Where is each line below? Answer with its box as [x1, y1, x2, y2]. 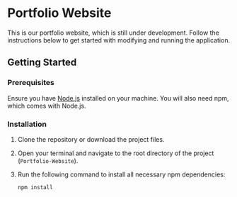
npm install [17, 184, 53, 191]
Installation [7, 119, 47, 129]
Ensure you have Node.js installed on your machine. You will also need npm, [7, 94, 229, 102]
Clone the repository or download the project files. [17, 135, 165, 143]
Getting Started [7, 57, 77, 69]
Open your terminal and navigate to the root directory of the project [17, 149, 214, 157]
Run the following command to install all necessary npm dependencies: [17, 170, 226, 179]
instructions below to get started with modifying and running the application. [7, 35, 231, 44]
